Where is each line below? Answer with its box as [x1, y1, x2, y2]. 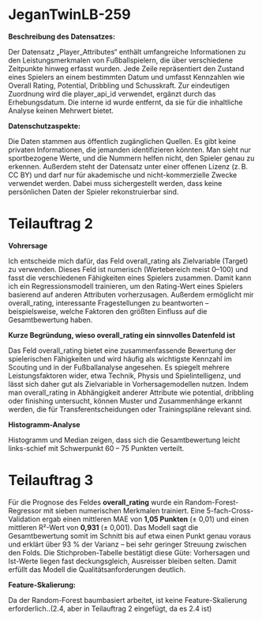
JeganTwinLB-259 [8, 6, 132, 24]
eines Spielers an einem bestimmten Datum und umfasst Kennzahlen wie [8, 72, 245, 81]
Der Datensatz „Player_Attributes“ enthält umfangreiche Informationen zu [8, 47, 246, 56]
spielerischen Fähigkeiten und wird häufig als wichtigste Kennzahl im [8, 354, 233, 363]
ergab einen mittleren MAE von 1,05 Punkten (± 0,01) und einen [42, 514, 249, 524]
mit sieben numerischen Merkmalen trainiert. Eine [43, 506, 205, 515]
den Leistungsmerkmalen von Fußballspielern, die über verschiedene [8, 55, 234, 65]
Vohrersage [8, 240, 48, 250]
